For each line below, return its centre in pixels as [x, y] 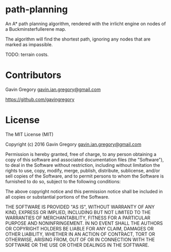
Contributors [33, 75]
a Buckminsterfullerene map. [36, 29]
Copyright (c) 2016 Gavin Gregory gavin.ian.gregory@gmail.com [73, 144]
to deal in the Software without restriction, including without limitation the [83, 165]
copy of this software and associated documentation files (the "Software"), [85, 160]
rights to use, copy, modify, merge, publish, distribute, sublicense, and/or [83, 170]
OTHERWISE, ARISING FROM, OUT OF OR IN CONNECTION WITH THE [80, 239]
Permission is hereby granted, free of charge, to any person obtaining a [81, 154]
